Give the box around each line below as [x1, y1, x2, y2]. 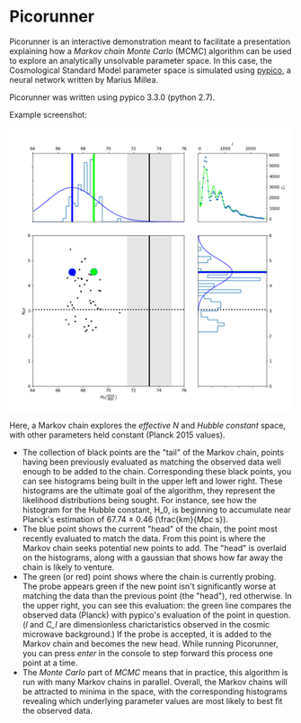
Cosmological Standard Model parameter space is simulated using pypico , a [9, 65, 292, 76]
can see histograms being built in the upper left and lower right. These [22, 475, 283, 486]
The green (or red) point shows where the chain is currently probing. [22, 571, 277, 582]
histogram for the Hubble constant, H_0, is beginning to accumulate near [22, 504, 292, 515]
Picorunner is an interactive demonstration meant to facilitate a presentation [9, 36, 290, 47]
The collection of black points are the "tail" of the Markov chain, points [22, 447, 285, 457]
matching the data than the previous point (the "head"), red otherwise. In [22, 590, 292, 601]
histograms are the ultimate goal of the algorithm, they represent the [22, 484, 276, 496]
